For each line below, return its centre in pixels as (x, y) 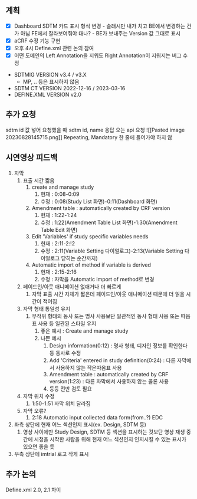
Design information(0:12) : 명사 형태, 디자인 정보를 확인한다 (119, 345)
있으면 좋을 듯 (39, 447)
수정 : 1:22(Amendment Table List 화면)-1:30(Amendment (109, 222)
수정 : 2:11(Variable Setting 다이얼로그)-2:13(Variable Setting (112, 251)
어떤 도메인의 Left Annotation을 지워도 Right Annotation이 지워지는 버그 (98, 55)
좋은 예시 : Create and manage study (84, 331)
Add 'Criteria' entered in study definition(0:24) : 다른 (113, 360)
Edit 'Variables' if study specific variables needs (90, 236)
